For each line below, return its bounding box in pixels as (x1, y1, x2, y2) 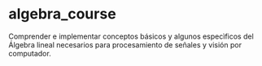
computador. (8, 48, 51, 58)
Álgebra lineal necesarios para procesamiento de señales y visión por (8, 39, 242, 49)
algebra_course (8, 5, 116, 23)
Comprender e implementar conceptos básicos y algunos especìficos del (8, 31, 254, 41)
